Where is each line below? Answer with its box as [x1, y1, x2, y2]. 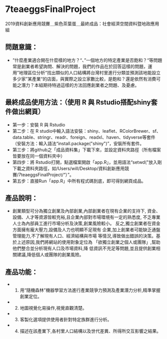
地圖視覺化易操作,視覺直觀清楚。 [19, 305, 87, 311]
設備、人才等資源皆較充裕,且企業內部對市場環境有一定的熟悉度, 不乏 [12, 214, 152, 220]
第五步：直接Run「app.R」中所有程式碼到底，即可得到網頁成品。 [12, 178, 146, 184]
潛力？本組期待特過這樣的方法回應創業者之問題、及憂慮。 [21, 82, 140, 88]
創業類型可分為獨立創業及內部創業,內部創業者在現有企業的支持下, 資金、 [12, 208, 161, 214]
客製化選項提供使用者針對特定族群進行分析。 [19, 317, 112, 323]
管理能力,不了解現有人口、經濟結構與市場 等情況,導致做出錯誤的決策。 [12, 233, 156, 239]
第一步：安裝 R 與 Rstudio [12, 121, 66, 128]
